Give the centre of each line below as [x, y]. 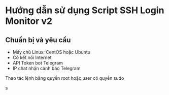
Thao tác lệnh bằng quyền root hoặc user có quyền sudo [65, 78]
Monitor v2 [29, 21]
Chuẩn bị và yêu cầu [38, 40]
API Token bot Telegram [38, 63]
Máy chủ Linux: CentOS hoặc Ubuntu [51, 52]
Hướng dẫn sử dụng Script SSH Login [85, 10]
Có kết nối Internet [32, 57]
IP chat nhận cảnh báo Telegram [46, 68]
